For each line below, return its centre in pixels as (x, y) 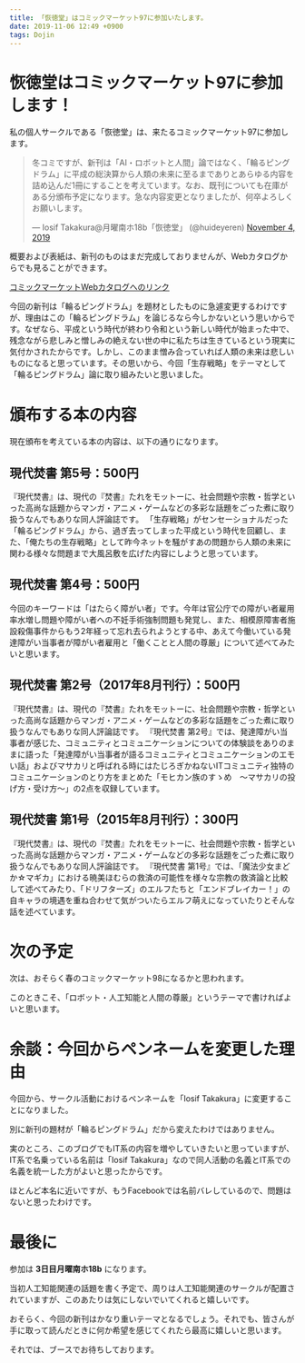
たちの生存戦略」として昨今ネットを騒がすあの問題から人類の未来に (164, 542)
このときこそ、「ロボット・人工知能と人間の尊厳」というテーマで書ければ (147, 998)
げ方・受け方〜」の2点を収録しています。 (87, 788)
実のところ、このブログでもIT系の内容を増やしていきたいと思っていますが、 (152, 1149)
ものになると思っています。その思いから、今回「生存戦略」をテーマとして (148, 363)
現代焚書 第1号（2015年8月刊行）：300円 (124, 820)
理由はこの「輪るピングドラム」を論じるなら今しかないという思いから (156, 318)
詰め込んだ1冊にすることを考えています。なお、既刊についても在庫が (160, 185)
